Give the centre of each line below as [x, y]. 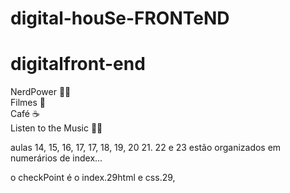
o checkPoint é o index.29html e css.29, [93, 178]
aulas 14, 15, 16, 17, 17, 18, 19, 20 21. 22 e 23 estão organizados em [146, 148]
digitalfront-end [78, 64]
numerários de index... [56, 158]
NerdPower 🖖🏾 [41, 92]
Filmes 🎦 [28, 103]
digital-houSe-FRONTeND [120, 18]
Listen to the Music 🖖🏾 [56, 128]
